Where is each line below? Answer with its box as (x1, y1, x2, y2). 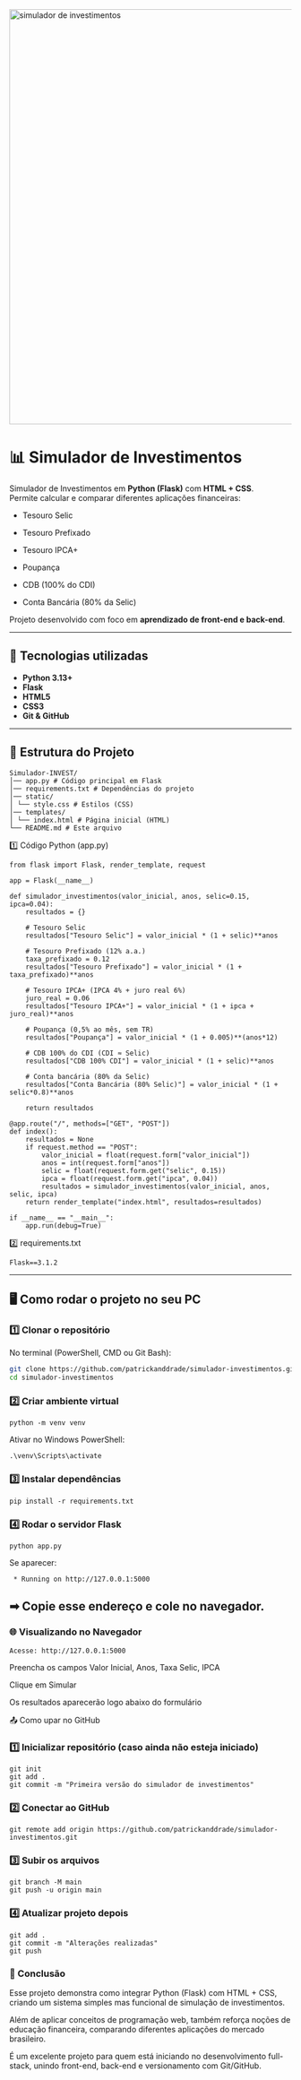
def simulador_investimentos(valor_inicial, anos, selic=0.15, (9, 892, 251, 901)
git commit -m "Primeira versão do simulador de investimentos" (9, 1780, 254, 1789)
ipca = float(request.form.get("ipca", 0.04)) (41, 1174, 219, 1183)
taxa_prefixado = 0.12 (25, 954, 110, 963)
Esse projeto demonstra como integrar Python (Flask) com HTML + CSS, (9, 1988, 278, 1998)
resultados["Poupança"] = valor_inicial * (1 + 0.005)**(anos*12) (25, 1032, 279, 1042)
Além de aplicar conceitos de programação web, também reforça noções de (9, 2015, 291, 2025)
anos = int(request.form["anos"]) (41, 1158, 170, 1168)
